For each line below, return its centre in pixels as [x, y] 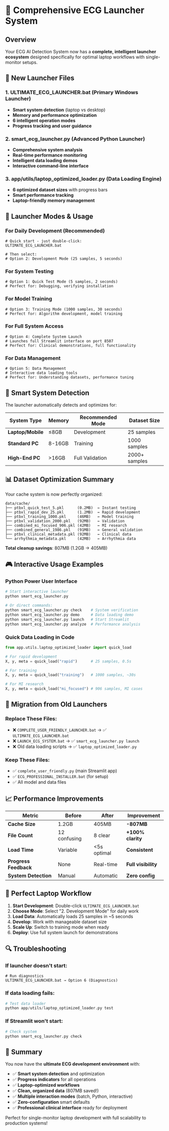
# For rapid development [31, 656]
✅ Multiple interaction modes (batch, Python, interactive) [73, 1096]
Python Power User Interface [41, 581]
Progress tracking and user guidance [52, 126]
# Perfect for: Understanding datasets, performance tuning [70, 378]
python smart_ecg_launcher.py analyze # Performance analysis [73, 624]
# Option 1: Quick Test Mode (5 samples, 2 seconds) [62, 282]
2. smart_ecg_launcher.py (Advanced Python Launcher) [75, 139]
